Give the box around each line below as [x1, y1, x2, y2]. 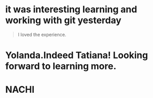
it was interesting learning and [5, 4, 137, 15]
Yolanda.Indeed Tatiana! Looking [5, 50, 148, 61]
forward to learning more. [5, 61, 117, 72]
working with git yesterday [5, 14, 122, 26]
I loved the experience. [17, 31, 67, 37]
